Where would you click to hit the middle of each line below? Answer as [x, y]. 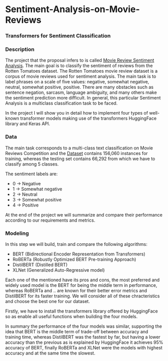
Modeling [17, 233]
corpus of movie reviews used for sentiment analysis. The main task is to [81, 76]
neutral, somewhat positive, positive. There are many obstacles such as [79, 87]
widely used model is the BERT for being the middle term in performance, [81, 285]
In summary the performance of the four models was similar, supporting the [84, 326]
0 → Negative [27, 183]
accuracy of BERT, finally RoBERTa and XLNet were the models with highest [84, 348]
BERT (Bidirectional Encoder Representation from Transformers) [79, 254]
